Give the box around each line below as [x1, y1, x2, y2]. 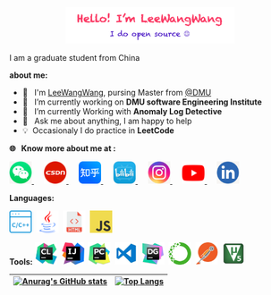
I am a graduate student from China [9, 52, 140, 63]
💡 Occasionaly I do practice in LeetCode [21, 124, 174, 136]
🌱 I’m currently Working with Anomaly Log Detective [21, 105, 223, 116]
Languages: [9, 192, 55, 203]
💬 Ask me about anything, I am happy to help [21, 115, 192, 126]
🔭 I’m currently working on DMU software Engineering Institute [21, 97, 262, 107]
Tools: [9, 256, 33, 266]
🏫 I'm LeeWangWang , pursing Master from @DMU [21, 87, 212, 97]
